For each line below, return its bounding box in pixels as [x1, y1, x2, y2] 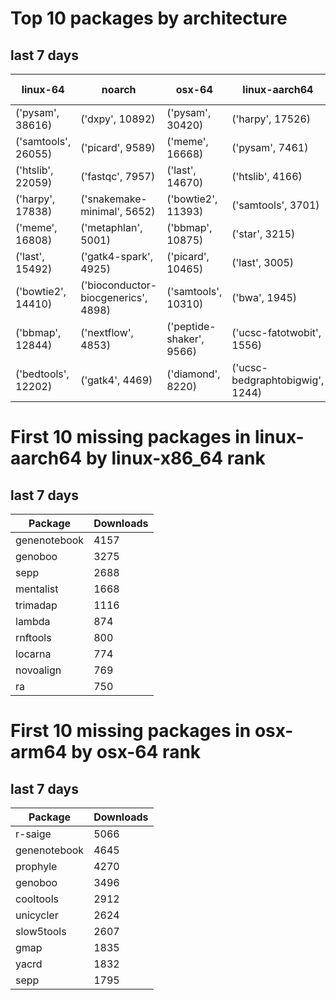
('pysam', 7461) [231, 141, 309, 154]
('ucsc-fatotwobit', [231, 326, 322, 339]
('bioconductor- [80, 278, 158, 292]
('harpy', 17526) [231, 112, 312, 126]
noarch [101, 83, 137, 96]
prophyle [15, 860, 58, 873]
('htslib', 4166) [231, 170, 303, 183]
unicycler [15, 908, 59, 922]
